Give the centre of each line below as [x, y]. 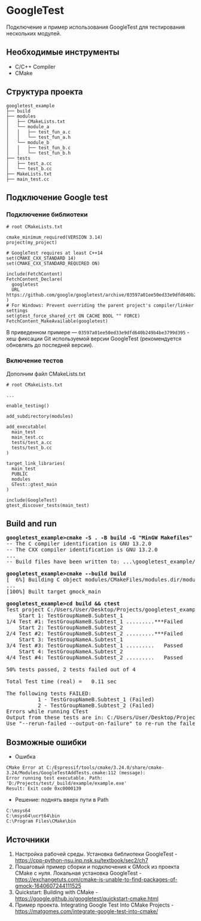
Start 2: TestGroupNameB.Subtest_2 [71, 628]
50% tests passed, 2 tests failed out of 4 [71, 670]
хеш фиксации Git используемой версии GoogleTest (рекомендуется [94, 339]
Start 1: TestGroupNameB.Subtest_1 [71, 616]
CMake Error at [25, 768]
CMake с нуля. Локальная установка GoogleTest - [78, 873]
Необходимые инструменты [63, 52]
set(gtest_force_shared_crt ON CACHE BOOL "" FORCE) [73, 316]
